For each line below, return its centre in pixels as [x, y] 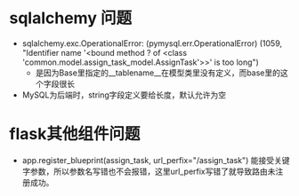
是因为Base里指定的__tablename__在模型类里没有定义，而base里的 [158, 73]
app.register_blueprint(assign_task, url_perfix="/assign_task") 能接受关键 [156, 160]
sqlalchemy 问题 [70, 18]
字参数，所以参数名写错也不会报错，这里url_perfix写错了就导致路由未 [149, 171]
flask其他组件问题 [75, 134]
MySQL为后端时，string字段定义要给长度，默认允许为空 [124, 95]
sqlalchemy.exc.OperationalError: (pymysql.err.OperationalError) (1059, [152, 43]
